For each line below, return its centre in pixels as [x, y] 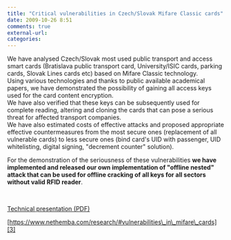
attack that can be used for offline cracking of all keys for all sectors [107, 175]
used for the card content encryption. [60, 96]
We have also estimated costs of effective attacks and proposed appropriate [115, 125]
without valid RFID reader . [45, 182]
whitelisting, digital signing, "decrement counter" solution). [91, 147]
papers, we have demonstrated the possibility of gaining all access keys [109, 88]
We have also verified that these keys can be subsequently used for [103, 103]
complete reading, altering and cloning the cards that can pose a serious [110, 110]
